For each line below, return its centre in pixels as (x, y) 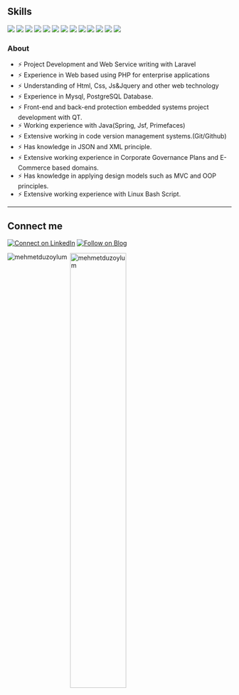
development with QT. (50, 118)
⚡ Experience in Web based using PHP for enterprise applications (113, 75)
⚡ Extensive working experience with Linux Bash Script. (99, 194)
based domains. (76, 168)
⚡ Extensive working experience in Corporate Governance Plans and (118, 158)
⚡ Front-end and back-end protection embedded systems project (113, 107)
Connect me (35, 226)
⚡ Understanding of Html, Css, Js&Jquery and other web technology (118, 86)
